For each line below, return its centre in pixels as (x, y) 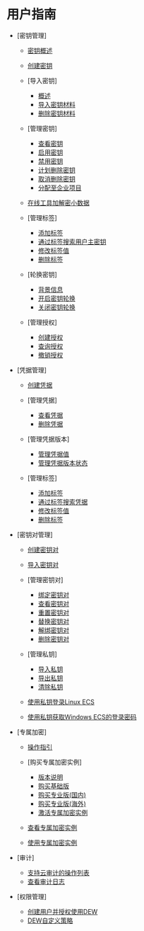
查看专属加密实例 (52, 827)
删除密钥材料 (56, 113)
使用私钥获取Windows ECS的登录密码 (82, 716)
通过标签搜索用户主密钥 (72, 241)
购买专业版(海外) (62, 804)
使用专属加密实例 (52, 843)
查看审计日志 (46, 881)
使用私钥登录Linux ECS (61, 702)
